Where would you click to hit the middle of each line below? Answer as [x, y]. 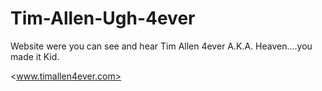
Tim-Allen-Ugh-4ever [103, 18]
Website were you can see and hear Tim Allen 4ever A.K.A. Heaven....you [161, 46]
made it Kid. [35, 56]
